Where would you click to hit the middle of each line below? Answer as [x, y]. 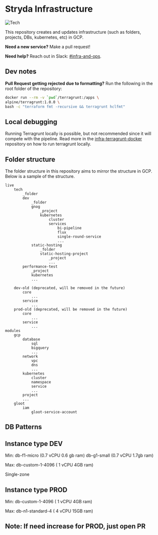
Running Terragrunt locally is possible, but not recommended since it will [78, 134]
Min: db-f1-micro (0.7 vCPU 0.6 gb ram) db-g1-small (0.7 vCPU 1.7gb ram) [79, 455]
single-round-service [79, 237]
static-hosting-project [64, 254]
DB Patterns [24, 427]
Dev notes [21, 72]
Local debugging [31, 122]
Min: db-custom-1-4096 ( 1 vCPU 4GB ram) [49, 502]
